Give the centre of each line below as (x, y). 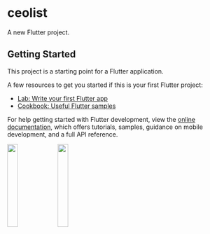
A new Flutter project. (38, 32)
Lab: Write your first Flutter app (63, 98)
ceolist (27, 13)
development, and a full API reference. (63, 134)
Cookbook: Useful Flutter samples (66, 106)
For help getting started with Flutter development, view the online (101, 119)
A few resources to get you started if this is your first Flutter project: (105, 85)
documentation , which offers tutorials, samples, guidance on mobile (105, 127)
